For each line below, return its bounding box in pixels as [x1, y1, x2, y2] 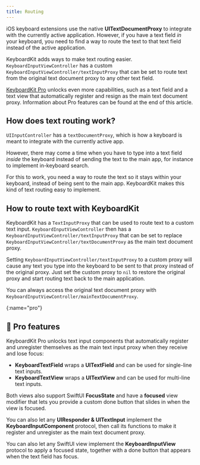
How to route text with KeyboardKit [6, 203, 139, 213]
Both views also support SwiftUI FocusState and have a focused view [6, 392, 179, 399]
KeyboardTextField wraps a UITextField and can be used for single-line [14, 362, 192, 369]
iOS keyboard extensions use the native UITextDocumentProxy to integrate [6, 25, 192, 32]
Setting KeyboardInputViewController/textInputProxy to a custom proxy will [6, 256, 192, 263]
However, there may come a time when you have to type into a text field [6, 149, 183, 156]
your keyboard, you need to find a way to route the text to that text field [6, 37, 182, 45]
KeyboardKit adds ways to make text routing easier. [6, 55, 133, 62]
